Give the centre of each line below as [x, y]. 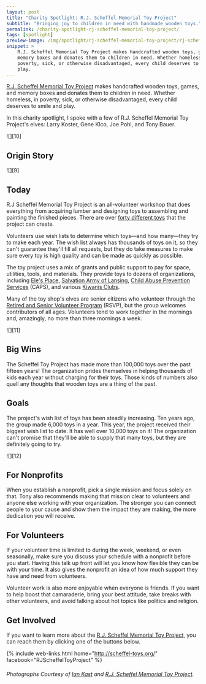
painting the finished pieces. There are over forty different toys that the [96, 217]
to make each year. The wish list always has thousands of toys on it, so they [102, 242]
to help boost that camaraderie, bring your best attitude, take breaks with [99, 594]
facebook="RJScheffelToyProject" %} [54, 660]
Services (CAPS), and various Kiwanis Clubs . [63, 287]
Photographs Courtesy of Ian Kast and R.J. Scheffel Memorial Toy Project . [100, 674]
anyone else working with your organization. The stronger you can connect [101, 503]
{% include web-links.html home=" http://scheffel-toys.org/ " [82, 653]
